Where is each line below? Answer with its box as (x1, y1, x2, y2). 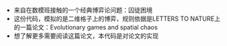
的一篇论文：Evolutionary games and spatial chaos (13, 23, 158, 31)
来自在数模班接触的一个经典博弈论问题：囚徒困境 (13, 6, 153, 14)
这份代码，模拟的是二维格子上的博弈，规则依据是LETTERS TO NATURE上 (13, 14, 221, 23)
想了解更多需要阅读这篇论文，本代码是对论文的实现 (13, 32, 159, 40)
